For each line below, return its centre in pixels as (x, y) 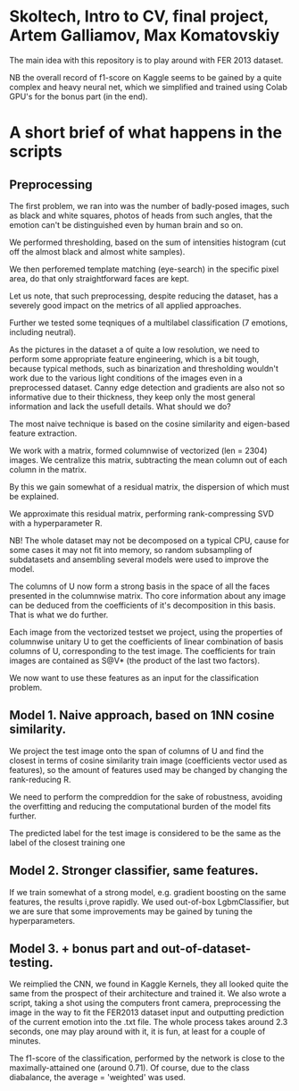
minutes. (25, 1041)
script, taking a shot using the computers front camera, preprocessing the (145, 1003)
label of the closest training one (67, 843)
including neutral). (43, 331)
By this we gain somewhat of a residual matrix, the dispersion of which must (149, 487)
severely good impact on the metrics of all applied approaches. (125, 305)
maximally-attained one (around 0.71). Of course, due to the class (129, 1068)
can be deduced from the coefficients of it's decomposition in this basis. (142, 605)
